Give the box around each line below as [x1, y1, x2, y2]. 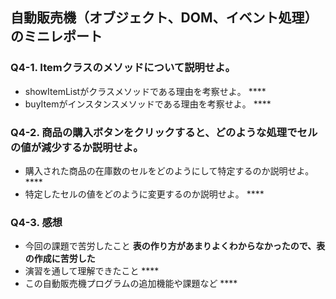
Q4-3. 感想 [10, 215, 63, 229]
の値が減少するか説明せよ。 [10, 140, 144, 154]
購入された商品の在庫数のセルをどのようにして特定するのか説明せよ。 [24, 164, 315, 177]
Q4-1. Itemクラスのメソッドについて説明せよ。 [10, 61, 236, 75]
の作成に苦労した [24, 253, 96, 265]
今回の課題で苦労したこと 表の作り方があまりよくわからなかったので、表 [24, 240, 326, 252]
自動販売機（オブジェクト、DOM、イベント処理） [10, 9, 318, 27]
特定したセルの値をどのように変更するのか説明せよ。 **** [24, 188, 265, 200]
